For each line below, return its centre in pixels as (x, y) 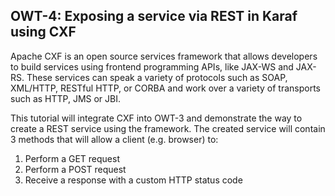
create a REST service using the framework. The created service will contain (168, 128)
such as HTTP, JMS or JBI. (66, 98)
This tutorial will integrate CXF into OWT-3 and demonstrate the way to (156, 118)
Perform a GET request (72, 158)
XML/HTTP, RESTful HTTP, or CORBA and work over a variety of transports (165, 88)
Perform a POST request (75, 169)
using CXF (43, 32)
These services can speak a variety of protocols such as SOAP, (157, 77)
